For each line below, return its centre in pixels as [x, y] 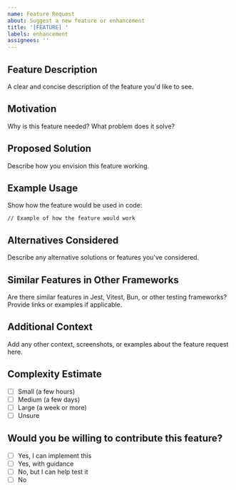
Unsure [29, 415]
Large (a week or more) [52, 407]
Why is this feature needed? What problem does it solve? [91, 126]
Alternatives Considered [63, 240]
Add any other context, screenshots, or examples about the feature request [118, 344]
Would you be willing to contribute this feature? [115, 438]
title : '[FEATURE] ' [38, 27]
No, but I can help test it [53, 471]
